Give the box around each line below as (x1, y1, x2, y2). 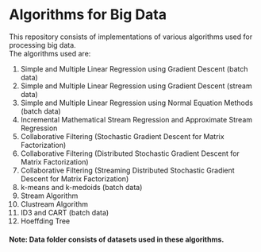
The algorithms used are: (9, 48, 91, 58)
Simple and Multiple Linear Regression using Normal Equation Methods (20, 98, 253, 107)
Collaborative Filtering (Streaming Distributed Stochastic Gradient (20, 165, 235, 175)
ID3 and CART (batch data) (20, 207, 109, 217)
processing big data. (9, 40, 76, 49)
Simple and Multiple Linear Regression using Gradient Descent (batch (20, 64, 248, 73)
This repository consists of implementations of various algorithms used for (9, 32, 253, 41)
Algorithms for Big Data (9, 6, 167, 24)
